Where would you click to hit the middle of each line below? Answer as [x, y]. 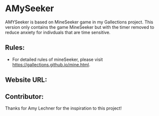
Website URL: [26, 80]
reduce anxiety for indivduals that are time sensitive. [58, 32]
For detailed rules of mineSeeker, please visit [57, 59]
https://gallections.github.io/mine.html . [51, 64]
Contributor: [24, 96]
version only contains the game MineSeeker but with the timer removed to [80, 27]
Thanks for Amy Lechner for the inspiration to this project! [63, 108]
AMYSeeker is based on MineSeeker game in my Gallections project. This [79, 22]
